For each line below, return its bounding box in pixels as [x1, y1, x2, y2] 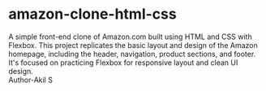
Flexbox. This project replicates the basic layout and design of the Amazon [8, 40, 258, 50]
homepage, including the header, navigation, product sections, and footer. [8, 49, 256, 58]
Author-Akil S [8, 75, 53, 84]
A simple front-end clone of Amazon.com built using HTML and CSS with [8, 32, 253, 41]
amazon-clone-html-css [8, 5, 177, 24]
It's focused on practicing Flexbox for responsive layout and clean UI [8, 58, 238, 67]
